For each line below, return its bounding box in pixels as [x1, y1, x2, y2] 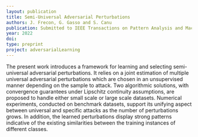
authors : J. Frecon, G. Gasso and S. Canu [6, 19, 112, 25]
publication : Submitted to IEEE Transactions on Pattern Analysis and [6, 25, 183, 31]
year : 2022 [6, 31, 33, 36]
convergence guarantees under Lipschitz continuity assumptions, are [6, 88, 175, 95]
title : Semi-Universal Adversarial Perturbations [6, 14, 131, 20]
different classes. [6, 125, 48, 132]
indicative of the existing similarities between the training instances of [6, 119, 176, 126]
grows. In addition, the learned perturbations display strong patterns [6, 113, 172, 120]
